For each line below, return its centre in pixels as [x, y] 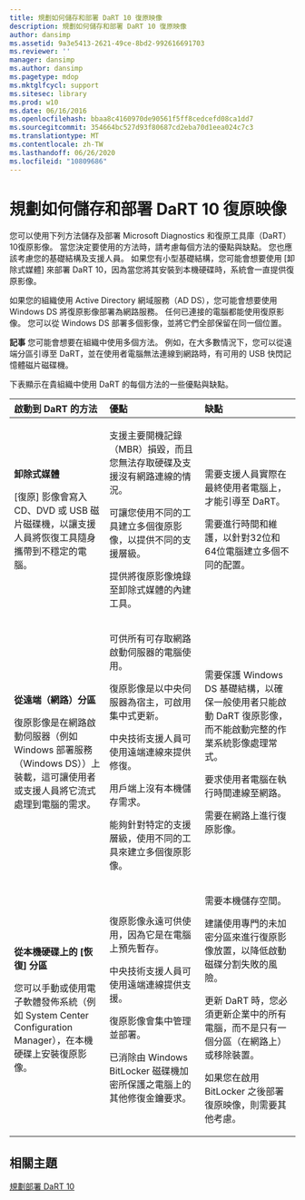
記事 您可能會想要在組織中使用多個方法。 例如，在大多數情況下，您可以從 [147, 342]
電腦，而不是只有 [241, 1028]
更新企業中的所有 [251, 1015]
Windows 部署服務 [54, 750]
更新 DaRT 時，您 [241, 1001]
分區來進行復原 [246, 938]
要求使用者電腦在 [241, 780]
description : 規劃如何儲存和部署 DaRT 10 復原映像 [98, 26]
